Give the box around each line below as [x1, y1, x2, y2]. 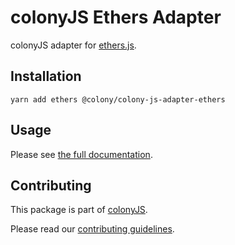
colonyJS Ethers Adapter [10, 6, 222, 29]
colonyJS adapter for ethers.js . [10, 39, 137, 51]
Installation [10, 68, 82, 85]
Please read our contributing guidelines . [10, 223, 175, 235]
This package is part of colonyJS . [10, 204, 148, 216]
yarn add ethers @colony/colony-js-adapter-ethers [10, 94, 226, 105]
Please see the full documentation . [10, 148, 153, 160]
